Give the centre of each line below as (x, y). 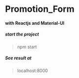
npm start (27, 47)
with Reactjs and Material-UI (35, 23)
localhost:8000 (32, 71)
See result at (18, 58)
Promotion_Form (40, 9)
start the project (22, 34)
